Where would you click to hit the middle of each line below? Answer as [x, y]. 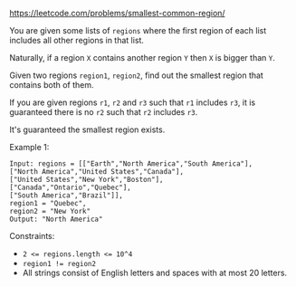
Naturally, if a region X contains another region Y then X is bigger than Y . [143, 57]
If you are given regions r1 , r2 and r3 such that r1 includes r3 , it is [133, 102]
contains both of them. [52, 85]
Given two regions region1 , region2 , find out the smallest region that [137, 75]
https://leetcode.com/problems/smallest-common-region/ [117, 13]
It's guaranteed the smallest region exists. [87, 129]
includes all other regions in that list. [77, 40]
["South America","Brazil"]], [67, 196]
